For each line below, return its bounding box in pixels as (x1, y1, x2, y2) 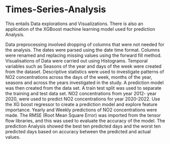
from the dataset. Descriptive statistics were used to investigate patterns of (5, 68, 164, 75)
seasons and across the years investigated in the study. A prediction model (5, 79, 164, 86)
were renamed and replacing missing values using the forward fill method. (5, 52, 162, 58)
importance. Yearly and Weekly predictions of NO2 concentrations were (5, 107, 157, 113)
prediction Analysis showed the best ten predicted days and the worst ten (5, 123, 161, 129)
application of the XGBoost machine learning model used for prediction (5, 26, 155, 32)
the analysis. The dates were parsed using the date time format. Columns (5, 47, 160, 53)
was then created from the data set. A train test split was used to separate (5, 85, 162, 91)
